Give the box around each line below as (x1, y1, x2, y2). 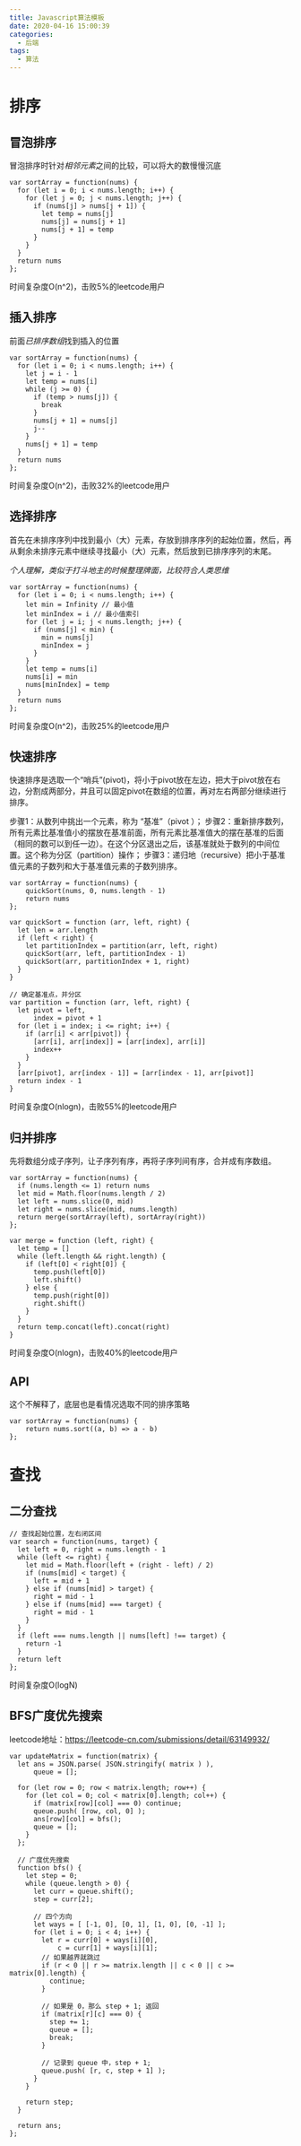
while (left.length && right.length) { (17, 1252, 167, 1261)
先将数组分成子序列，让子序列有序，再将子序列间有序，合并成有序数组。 (9, 1156, 276, 1167)
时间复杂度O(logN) (9, 1680, 78, 1690)
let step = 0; (25, 1871, 78, 1880)
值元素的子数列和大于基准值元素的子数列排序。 (9, 861, 182, 872)
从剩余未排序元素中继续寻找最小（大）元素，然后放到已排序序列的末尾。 (9, 545, 276, 556)
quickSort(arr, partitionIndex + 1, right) (25, 957, 191, 967)
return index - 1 (17, 1077, 82, 1086)
